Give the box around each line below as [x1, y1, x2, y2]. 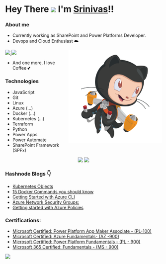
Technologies [5, 78, 39, 85]
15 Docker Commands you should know [12, 189, 94, 195]
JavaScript [12, 89, 35, 95]
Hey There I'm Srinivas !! [5, 3, 114, 15]
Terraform [12, 121, 33, 127]
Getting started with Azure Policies [12, 205, 83, 211]
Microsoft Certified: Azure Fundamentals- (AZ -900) [12, 234, 119, 240]
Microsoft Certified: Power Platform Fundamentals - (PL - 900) [12, 239, 141, 245]
